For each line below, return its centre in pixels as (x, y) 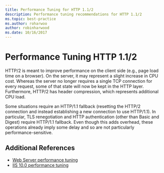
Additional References (40, 148)
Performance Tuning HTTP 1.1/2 (71, 57)
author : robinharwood (27, 28)
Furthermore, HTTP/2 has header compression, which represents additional (82, 91)
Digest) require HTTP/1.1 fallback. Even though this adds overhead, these (79, 122)
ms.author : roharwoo (26, 23)
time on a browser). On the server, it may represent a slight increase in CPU (82, 76)
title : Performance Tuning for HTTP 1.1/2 (49, 10)
